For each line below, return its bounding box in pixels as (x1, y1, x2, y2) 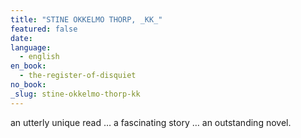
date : (10, 33, 33, 43)
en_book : (10, 61, 47, 71)
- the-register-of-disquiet (19, 71, 137, 81)
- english (19, 52, 60, 62)
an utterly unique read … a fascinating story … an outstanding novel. (10, 116, 292, 128)
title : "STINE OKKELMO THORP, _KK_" (10, 14, 163, 25)
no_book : (10, 80, 47, 90)
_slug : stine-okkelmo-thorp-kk (10, 89, 141, 99)
